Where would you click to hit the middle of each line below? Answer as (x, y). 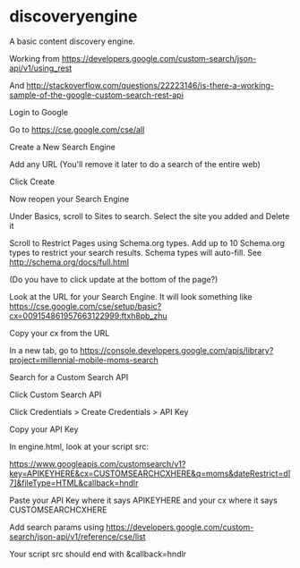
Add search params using (57, 527)
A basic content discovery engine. (73, 41)
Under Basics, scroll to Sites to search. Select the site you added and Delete (150, 216)
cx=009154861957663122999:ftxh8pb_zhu (88, 316)
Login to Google (39, 112)
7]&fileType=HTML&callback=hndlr (74, 483)
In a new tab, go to (44, 350)
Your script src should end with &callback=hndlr (98, 554)
